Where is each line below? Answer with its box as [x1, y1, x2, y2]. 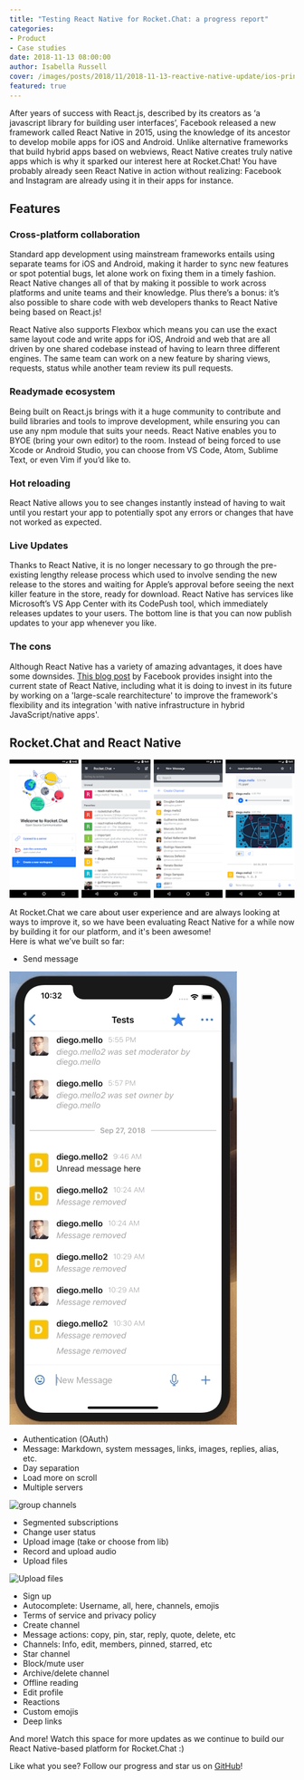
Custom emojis [22, 1706, 79, 1717]
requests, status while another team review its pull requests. [9, 363, 233, 373]
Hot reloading [9, 477, 71, 489]
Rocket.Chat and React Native [9, 735, 182, 751]
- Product [9, 34, 47, 43]
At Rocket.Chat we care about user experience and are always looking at [9, 906, 280, 917]
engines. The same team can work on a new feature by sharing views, [9, 353, 271, 364]
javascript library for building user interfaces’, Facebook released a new [9, 117, 277, 128]
